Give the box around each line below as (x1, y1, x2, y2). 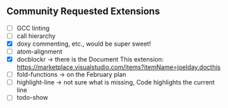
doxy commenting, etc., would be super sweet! (16, 39, 152, 48)
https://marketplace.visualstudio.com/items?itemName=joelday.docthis (16, 63, 221, 71)
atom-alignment (16, 48, 63, 55)
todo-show (16, 93, 49, 102)
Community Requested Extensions (6, 6, 161, 17)
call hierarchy (16, 31, 56, 40)
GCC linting (16, 24, 50, 32)
